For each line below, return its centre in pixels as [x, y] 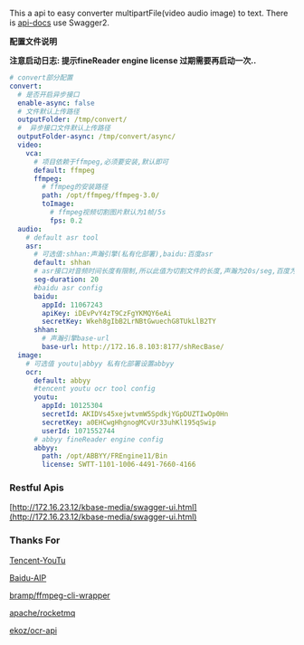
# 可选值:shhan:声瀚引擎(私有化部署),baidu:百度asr [123, 254]
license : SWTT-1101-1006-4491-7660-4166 [119, 465]
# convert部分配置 [41, 78]
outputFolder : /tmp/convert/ [72, 120]
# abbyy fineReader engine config [99, 439]
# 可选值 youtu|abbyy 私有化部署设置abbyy [100, 364]
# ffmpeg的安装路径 [75, 187]
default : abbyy [62, 380]
